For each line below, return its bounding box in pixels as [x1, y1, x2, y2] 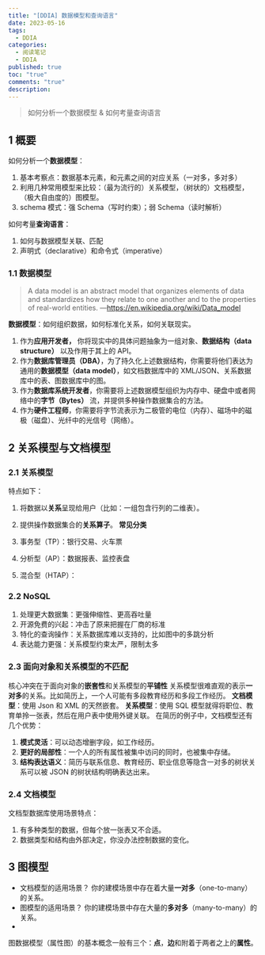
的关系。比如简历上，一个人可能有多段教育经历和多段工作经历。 [22, 690, 230, 700]
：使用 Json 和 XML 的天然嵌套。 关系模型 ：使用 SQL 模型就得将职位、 [15, 701, 247, 710]
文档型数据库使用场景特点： [8, 808, 99, 818]
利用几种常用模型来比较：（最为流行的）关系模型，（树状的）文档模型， [19, 183, 249, 193]
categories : [8, 41, 47, 49]
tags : [8, 26, 26, 34]
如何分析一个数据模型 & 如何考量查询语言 [27, 108, 161, 117]
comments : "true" [8, 78, 66, 86]
